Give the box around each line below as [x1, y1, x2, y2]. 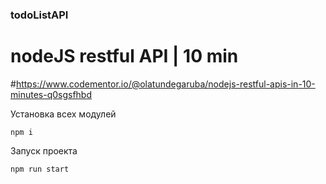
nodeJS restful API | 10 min [10, 45, 239, 68]
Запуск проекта [10, 144, 78, 157]
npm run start [10, 164, 70, 174]
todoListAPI [10, 8, 69, 22]
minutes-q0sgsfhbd [10, 88, 93, 100]
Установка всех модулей [10, 108, 117, 120]
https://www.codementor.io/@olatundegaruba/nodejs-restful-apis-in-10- [15, 78, 316, 90]
